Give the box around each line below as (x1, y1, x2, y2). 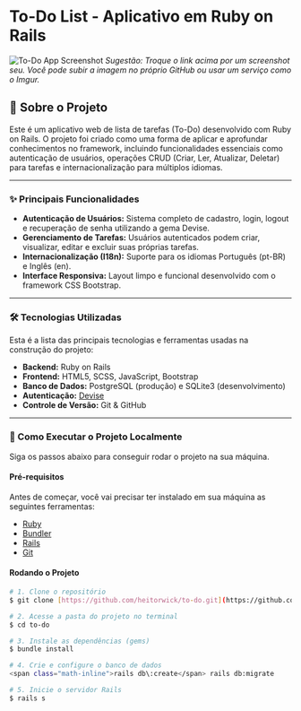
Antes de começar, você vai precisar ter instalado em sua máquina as (9, 491, 266, 502)
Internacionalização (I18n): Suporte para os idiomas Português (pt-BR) (21, 251, 287, 262)
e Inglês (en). (21, 261, 72, 272)
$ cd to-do (9, 620, 50, 629)
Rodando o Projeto (9, 568, 80, 578)
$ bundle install (9, 645, 74, 654)
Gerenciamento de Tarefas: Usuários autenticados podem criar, (21, 232, 261, 243)
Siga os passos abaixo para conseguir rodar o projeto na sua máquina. (9, 451, 271, 462)
